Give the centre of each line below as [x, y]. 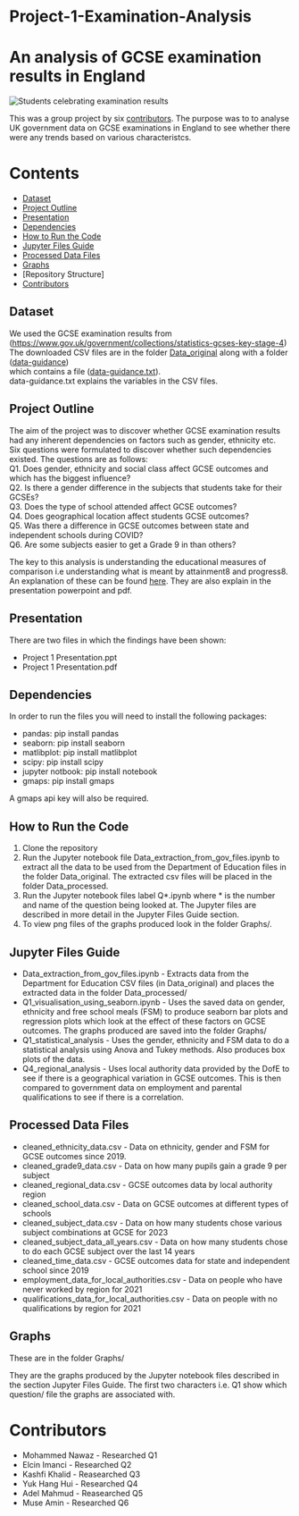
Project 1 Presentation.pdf [70, 667]
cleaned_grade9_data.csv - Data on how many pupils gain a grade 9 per [154, 1166]
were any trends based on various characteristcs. [100, 138]
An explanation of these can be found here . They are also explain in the [141, 581]
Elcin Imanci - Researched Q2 [77, 1464]
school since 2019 [55, 1270]
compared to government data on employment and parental [132, 1087]
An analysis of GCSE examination [135, 58]
